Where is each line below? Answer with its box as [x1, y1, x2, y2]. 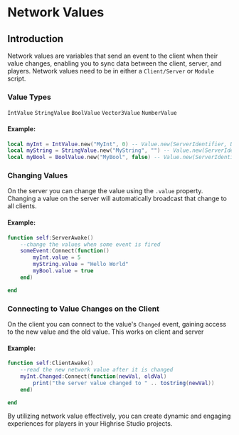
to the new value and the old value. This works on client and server [7, 327, 204, 336]
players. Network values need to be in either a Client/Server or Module [7, 67, 215, 75]
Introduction [7, 33, 64, 45]
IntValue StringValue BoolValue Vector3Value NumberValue [7, 110, 177, 117]
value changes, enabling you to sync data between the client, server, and [7, 59, 222, 68]
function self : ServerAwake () [7, 234, 94, 241]
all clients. [7, 202, 37, 210]
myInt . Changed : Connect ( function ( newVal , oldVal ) [20, 372, 167, 380]
